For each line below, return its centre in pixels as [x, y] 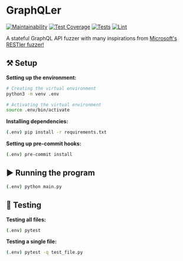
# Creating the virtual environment [51, 88]
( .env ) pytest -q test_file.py [45, 253]
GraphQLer [34, 10]
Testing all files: [26, 219]
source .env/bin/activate [38, 110]
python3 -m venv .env [33, 94]
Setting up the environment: [41, 77]
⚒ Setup [22, 63]
